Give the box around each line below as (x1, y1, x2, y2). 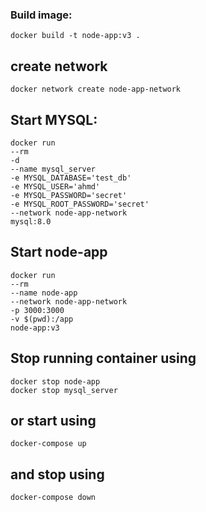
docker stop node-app (10, 376, 101, 387)
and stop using (10, 466, 105, 483)
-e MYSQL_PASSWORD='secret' (10, 190, 128, 200)
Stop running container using (10, 350, 197, 367)
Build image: (10, 8, 73, 22)
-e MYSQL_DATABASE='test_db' (10, 173, 132, 183)
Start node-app (10, 244, 108, 261)
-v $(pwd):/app (10, 314, 74, 324)
